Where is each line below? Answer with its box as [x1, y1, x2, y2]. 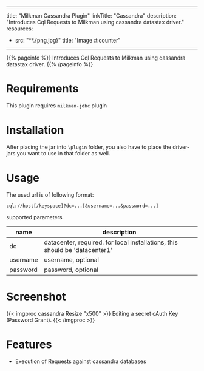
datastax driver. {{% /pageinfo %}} [6, 61, 93, 67]
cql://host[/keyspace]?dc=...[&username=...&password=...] [6, 203, 159, 209]
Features [6, 338, 52, 351]
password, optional [44, 265, 99, 274]
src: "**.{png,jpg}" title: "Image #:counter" [15, 37, 121, 44]
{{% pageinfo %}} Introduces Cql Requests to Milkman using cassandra [6, 54, 186, 61]
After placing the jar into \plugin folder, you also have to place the [6, 143, 172, 151]
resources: [6, 25, 33, 32]
